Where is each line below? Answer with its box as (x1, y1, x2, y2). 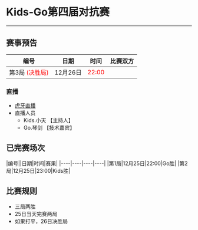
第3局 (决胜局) (9, 68, 49, 77)
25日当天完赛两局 (14, 210, 58, 217)
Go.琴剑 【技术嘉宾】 (23, 124, 75, 132)
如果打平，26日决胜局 (14, 218, 68, 225)
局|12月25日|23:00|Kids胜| (6, 167, 71, 174)
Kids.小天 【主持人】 (23, 117, 74, 124)
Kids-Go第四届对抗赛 (6, 5, 110, 19)
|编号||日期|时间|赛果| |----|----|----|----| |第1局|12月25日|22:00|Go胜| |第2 (6, 160, 188, 167)
